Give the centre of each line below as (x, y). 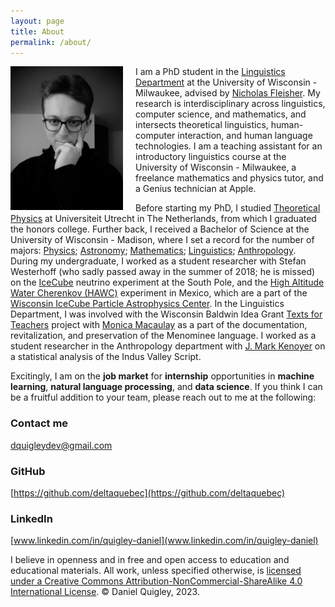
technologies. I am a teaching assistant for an (229, 146)
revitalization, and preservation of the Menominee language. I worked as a (163, 336)
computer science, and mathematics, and (221, 114)
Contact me (39, 423)
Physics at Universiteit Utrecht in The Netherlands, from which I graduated (163, 219)
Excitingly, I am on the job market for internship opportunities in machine (162, 376)
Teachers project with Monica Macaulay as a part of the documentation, (159, 325)
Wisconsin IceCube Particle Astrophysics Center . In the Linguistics (147, 304)
